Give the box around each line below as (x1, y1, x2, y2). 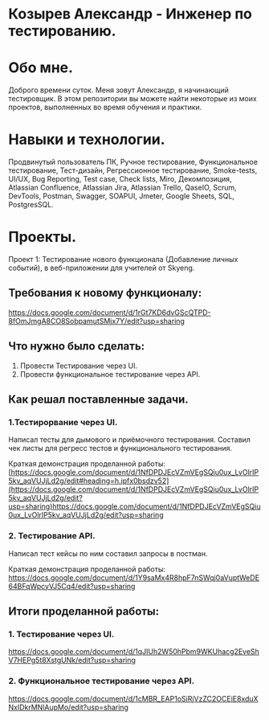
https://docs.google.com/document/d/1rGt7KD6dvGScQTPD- (8, 307, 211, 317)
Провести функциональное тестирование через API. (19, 369, 201, 378)
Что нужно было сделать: (8, 339, 145, 354)
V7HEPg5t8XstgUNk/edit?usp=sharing (8, 656, 137, 665)
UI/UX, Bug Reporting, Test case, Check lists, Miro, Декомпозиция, (8, 174, 232, 184)
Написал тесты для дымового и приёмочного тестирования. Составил (8, 435, 251, 444)
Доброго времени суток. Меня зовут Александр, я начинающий (8, 85, 229, 95)
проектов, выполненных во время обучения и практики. (8, 102, 202, 112)
